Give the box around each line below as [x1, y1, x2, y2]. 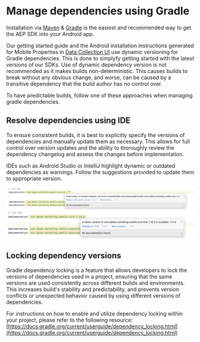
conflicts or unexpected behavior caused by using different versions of [6, 292, 181, 299]
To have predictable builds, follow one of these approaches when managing [6, 92, 193, 99]
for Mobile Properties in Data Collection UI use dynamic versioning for [6, 48, 179, 55]
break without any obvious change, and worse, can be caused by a [6, 74, 171, 81]
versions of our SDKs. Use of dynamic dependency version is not [6, 61, 167, 68]
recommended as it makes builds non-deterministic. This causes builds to [6, 67, 188, 74]
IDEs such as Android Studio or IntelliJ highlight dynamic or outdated [6, 162, 176, 169]
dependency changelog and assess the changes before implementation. [6, 150, 184, 158]
